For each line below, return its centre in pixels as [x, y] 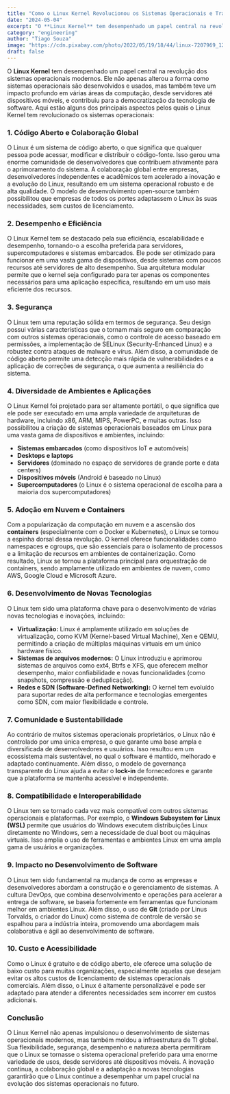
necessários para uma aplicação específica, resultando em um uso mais [109, 282]
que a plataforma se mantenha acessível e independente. [88, 778]
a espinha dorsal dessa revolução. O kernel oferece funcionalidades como [112, 539]
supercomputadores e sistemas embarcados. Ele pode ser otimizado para [111, 253]
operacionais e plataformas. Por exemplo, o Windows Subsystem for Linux [114, 818]
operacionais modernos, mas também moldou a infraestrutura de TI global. [113, 1040]
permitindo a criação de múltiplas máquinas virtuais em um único [109, 643]
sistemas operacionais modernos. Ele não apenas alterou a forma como [108, 78]
